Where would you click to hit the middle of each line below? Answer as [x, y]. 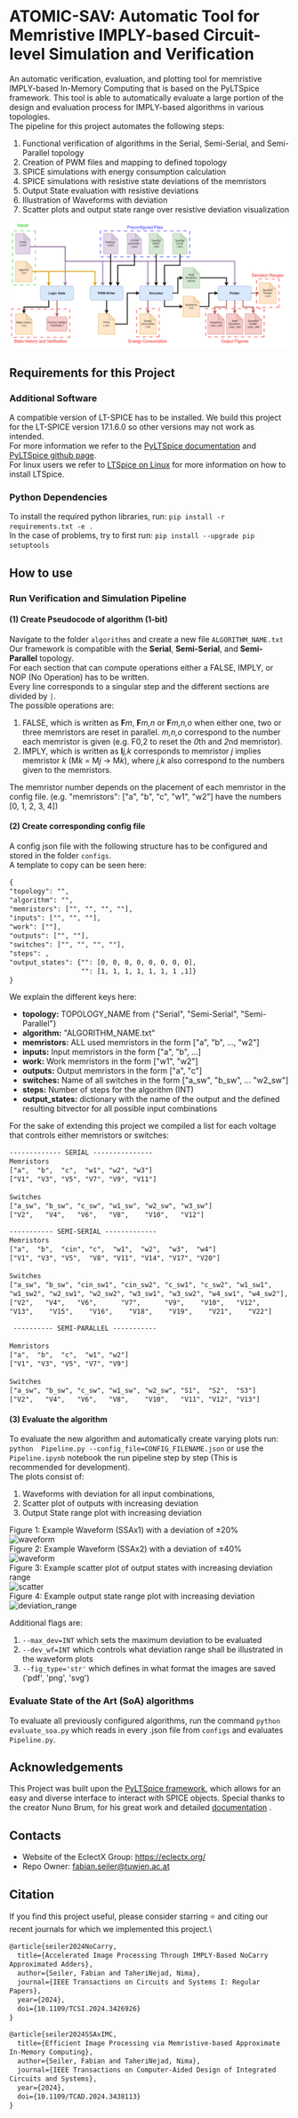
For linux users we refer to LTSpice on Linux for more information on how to [148, 465]
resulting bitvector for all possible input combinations [120, 1108]
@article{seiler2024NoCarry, [63, 1946]
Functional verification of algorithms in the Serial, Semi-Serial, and [143, 143]
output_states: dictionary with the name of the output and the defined [151, 1099]
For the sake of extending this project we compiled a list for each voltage [143, 1126]
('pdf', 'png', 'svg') [56, 1678]
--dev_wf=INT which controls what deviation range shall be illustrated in [152, 1650]
